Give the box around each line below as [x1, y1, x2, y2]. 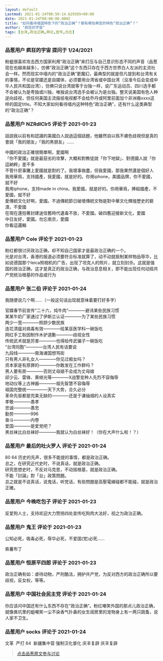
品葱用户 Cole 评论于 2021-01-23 [5, 236, 83, 242]
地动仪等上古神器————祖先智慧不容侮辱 [5, 381, 90, 386]
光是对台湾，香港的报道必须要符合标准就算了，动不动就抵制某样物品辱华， [5, 254, 154, 259]
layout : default [5, 7, 38, 12]
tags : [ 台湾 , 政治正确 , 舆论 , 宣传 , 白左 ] [5, 30, 75, 35]
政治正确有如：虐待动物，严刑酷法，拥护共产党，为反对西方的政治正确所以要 [5, 571, 158, 577]
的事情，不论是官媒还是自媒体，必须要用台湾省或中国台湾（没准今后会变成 [5, 77, 154, 83]
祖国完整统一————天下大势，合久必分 [5, 386, 86, 392]
